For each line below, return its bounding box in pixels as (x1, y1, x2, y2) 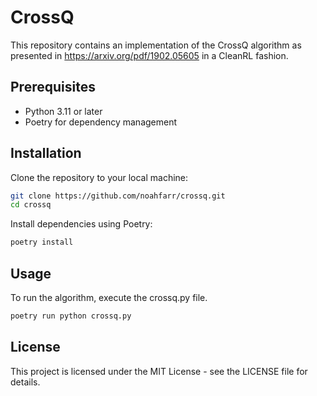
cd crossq (10, 200, 52, 210)
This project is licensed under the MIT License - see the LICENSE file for (10, 365, 308, 377)
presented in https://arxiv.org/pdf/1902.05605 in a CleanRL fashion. (10, 49, 289, 61)
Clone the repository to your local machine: (10, 171, 189, 183)
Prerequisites (10, 79, 96, 96)
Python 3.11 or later (24, 105, 103, 117)
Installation (10, 145, 82, 162)
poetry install (10, 237, 74, 248)
